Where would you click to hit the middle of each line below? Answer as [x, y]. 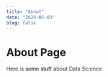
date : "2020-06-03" [31, 17]
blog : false [21, 23]
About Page [36, 52]
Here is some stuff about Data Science [54, 69]
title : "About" [25, 12]
